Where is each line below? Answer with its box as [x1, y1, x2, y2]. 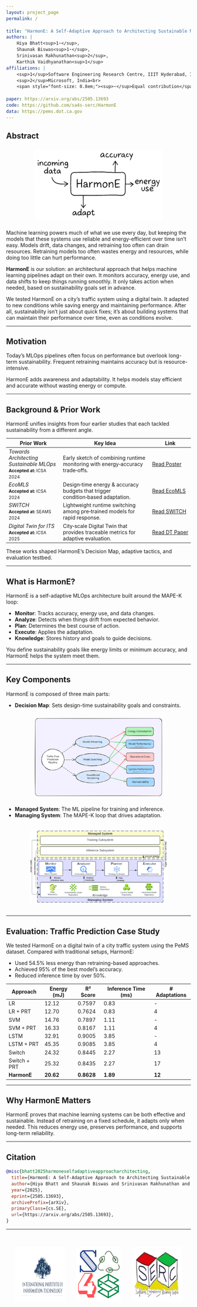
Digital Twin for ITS [8, 522, 55, 529]
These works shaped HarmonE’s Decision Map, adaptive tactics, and [6, 548, 172, 555]
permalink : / [6, 15, 38, 22]
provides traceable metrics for [63, 529, 136, 536]
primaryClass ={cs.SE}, [11, 1206, 67, 1211]
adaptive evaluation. [63, 534, 111, 542]
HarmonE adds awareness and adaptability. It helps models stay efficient [6, 376, 182, 383]
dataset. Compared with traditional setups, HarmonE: [6, 948, 134, 956]
